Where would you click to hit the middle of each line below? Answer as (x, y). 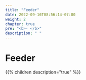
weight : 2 (16, 19)
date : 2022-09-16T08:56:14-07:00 (40, 15)
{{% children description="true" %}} (43, 72)
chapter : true (20, 24)
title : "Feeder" (22, 10)
